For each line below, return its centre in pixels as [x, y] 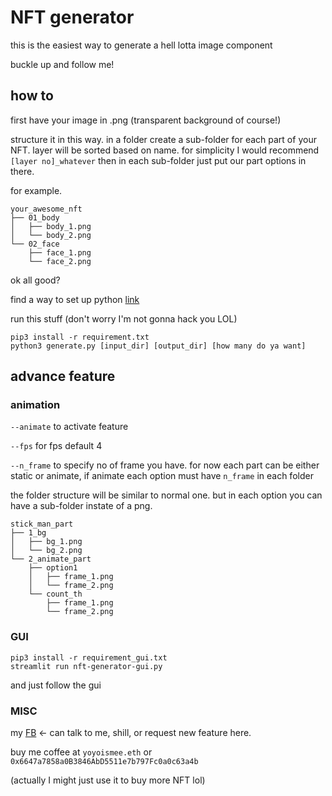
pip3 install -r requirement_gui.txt [89, 657]
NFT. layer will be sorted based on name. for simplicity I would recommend [165, 150]
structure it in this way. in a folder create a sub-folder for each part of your [163, 139]
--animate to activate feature [69, 427]
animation [35, 405]
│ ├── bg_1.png [46, 542]
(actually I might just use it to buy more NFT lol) [108, 780]
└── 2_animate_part [51, 559]
